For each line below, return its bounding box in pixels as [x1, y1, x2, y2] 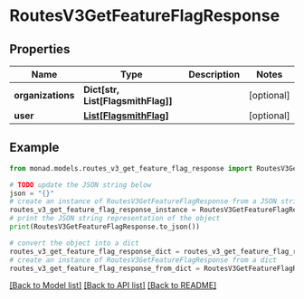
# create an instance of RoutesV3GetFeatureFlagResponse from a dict [9, 255, 278, 265]
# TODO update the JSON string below [9, 180, 152, 190]
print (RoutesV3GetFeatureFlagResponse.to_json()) [9, 222, 201, 231]
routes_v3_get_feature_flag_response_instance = [9, 205, 196, 215]
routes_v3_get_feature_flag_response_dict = [9, 247, 180, 256]
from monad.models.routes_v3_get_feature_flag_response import [9, 164, 253, 173]
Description [188, 69, 241, 80]
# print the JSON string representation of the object [9, 214, 221, 223]
